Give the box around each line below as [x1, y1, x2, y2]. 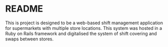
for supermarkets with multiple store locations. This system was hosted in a [5, 25, 162, 31]
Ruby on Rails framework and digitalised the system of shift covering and [5, 30, 157, 36]
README [5, 3, 43, 15]
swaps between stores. [5, 36, 54, 42]
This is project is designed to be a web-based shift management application [5, 20, 163, 26]
